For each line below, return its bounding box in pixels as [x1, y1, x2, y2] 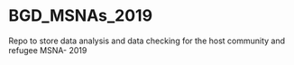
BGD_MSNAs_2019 [8, 5, 153, 26]
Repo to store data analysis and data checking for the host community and [8, 35, 286, 46]
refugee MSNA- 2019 [8, 44, 87, 55]
